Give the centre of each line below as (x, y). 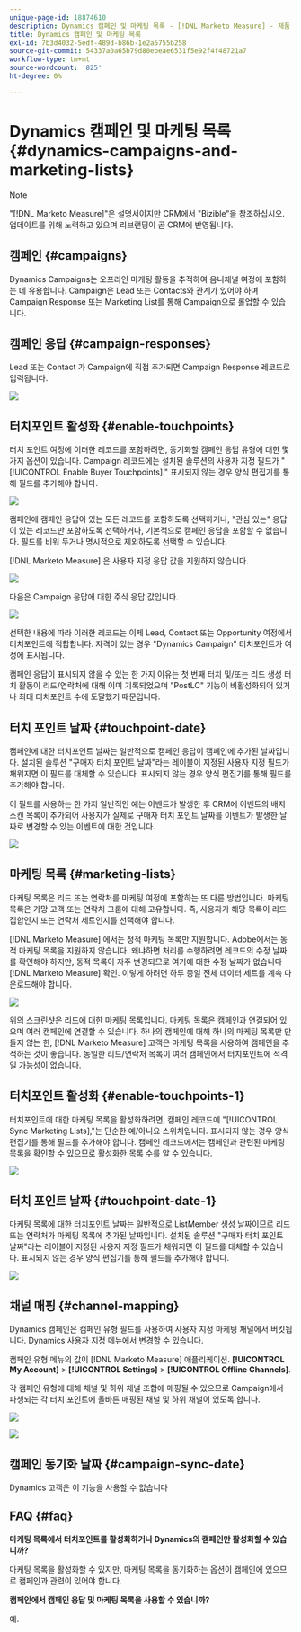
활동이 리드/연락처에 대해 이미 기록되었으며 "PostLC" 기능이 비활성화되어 (146, 686)
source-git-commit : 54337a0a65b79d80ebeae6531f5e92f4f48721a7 (128, 51)
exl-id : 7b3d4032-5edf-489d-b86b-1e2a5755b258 (98, 43)
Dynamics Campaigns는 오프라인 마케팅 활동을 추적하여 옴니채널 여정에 (136, 279)
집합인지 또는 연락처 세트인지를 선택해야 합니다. (92, 920)
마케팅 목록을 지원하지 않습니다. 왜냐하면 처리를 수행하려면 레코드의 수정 (145, 950)
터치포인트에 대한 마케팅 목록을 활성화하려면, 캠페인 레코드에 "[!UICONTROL (144, 1119)
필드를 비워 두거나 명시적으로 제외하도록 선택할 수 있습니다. (124, 542)
